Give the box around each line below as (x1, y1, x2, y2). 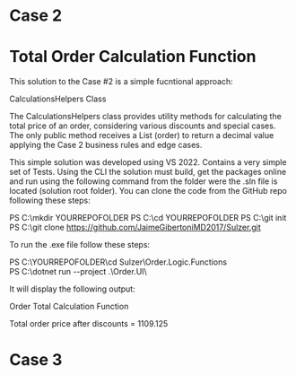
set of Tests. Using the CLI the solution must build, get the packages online (9, 167, 287, 178)
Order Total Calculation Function (9, 301, 129, 312)
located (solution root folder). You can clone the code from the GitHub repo (9, 186, 287, 196)
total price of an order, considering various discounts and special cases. (9, 120, 276, 131)
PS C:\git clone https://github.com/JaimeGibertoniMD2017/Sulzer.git (9, 222, 262, 233)
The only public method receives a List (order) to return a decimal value (9, 130, 274, 141)
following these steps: (9, 195, 91, 206)
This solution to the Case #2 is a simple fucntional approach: (9, 76, 233, 87)
